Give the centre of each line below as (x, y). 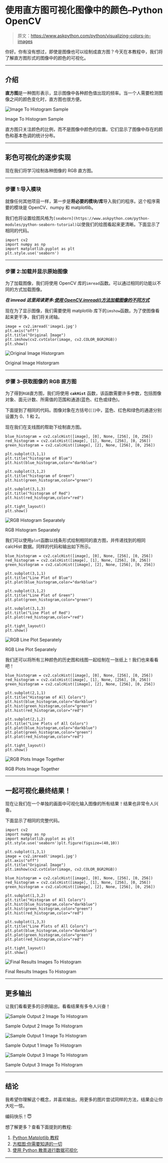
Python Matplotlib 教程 (35, 1137)
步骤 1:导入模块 (23, 189)
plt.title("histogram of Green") (40, 476)
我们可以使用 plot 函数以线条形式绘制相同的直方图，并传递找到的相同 (75, 540)
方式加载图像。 (29, 289)
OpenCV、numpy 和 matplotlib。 (62, 207)
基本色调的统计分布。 (36, 135)
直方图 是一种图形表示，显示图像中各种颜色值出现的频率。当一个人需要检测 (82, 93)
